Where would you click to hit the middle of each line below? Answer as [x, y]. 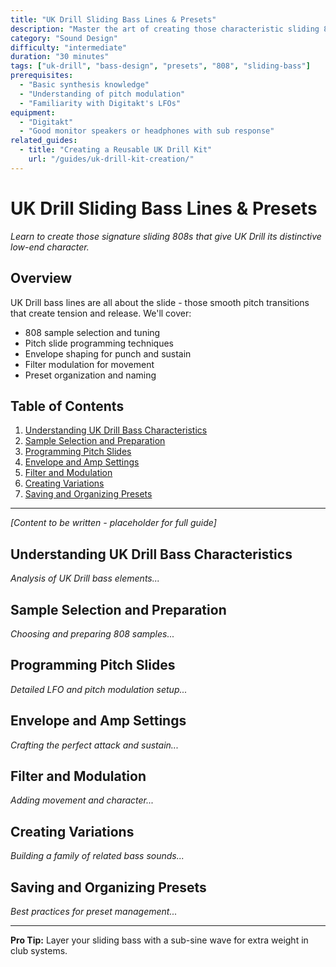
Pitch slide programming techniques [99, 343]
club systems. [39, 950]
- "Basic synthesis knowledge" [84, 85]
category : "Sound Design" [64, 38]
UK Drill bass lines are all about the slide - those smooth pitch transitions [160, 302]
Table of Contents [67, 406]
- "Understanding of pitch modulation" [102, 94]
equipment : [33, 112]
